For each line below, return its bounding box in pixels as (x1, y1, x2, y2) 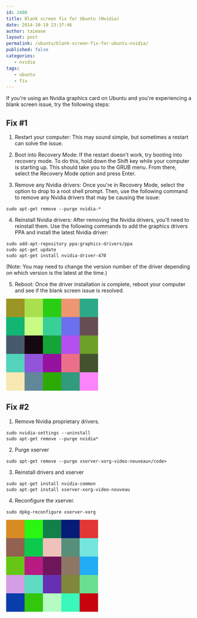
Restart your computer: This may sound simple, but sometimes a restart (14, 134, 189, 141)
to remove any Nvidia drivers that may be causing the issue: (14, 194, 161, 201)
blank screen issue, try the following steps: (6, 101, 110, 108)
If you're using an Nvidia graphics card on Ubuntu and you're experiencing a (6, 95, 192, 102)
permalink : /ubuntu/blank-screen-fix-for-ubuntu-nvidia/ (6, 41, 149, 46)
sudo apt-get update (6, 247, 57, 253)
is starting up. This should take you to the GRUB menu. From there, (14, 164, 177, 171)
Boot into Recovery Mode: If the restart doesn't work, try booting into (14, 151, 182, 158)
